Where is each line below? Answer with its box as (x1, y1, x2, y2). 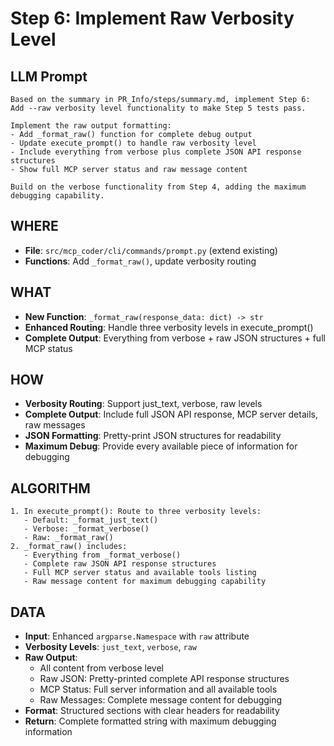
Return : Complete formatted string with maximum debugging (24, 715, 277, 727)
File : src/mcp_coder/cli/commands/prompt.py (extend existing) (24, 244, 278, 256)
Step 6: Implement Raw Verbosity (10, 7, 295, 30)
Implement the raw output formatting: (10, 121, 172, 131)
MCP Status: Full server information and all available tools (39, 683, 278, 696)
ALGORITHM (10, 480, 91, 497)
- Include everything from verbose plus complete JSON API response (10, 147, 302, 157)
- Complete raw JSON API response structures (23, 559, 217, 569)
